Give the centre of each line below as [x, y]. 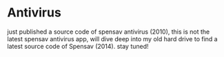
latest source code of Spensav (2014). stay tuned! [78, 46]
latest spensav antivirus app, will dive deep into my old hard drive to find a [113, 38]
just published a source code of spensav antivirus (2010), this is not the [109, 32]
